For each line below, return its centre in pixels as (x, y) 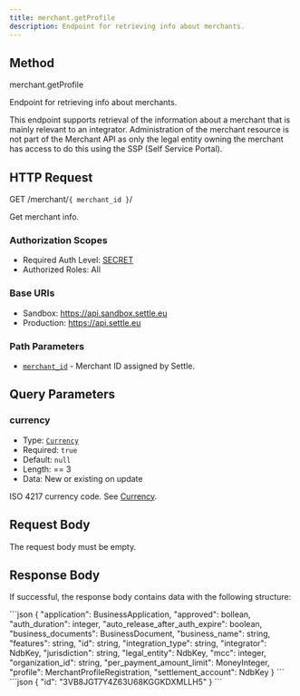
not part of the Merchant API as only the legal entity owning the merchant (146, 139)
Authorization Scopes (58, 240)
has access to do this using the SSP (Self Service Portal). (116, 149)
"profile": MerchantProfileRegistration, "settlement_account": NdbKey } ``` (147, 672)
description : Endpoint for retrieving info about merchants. (127, 26)
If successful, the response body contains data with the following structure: (150, 597)
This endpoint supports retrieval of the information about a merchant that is (150, 120)
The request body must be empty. (73, 546)
